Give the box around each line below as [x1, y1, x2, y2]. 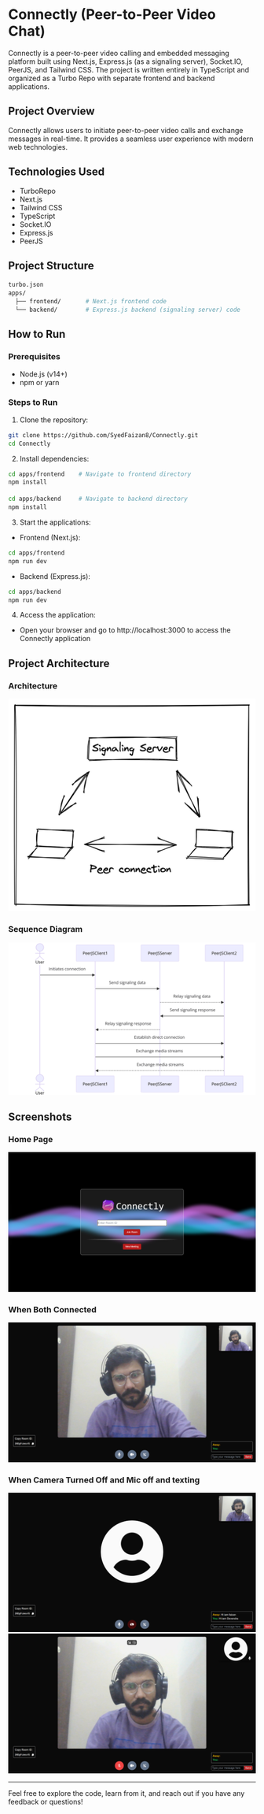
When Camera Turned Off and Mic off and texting [8, 1475, 200, 1486]
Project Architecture [8, 656, 110, 670]
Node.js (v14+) [19, 369, 68, 379]
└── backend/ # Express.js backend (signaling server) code [15, 306, 241, 313]
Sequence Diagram [8, 924, 83, 935]
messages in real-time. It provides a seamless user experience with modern [8, 134, 254, 143]
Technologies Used [8, 165, 104, 179]
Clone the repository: [19, 415, 89, 425]
